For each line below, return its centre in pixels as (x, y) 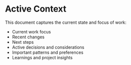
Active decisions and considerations (48, 47)
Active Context (36, 9)
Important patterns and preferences (48, 52)
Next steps (23, 42)
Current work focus (31, 32)
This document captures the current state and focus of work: (66, 22)
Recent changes (28, 37)
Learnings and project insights (42, 57)
